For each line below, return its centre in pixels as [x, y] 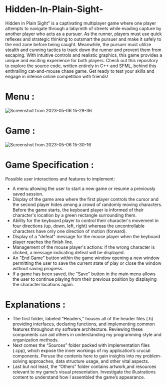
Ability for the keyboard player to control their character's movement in [85, 220]
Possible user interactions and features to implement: [60, 178]
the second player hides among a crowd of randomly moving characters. [87, 205]
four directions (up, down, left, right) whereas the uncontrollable [78, 226]
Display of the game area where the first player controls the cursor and [85, 199]
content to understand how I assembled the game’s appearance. [79, 377]
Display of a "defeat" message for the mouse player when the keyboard [86, 236]
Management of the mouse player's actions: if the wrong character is [83, 247]
